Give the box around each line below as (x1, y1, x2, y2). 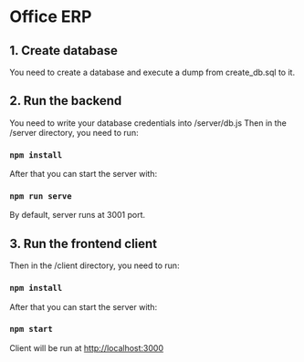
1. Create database (9, 43, 119, 58)
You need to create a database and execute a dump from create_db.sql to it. (9, 67, 295, 78)
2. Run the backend (9, 93, 122, 109)
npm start (9, 324, 53, 335)
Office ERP (9, 6, 92, 27)
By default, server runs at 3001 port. (9, 210, 146, 221)
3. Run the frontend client (9, 235, 158, 252)
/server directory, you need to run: (9, 127, 139, 138)
